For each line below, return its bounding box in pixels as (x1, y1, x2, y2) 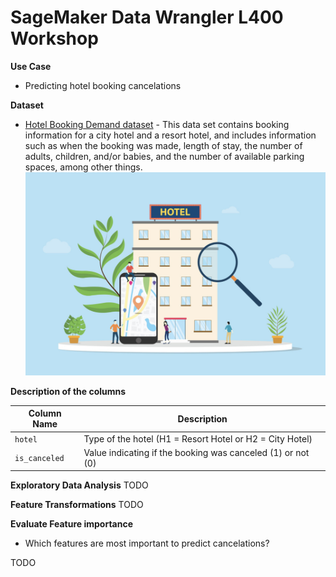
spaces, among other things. (24, 161, 143, 173)
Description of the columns (10, 385, 127, 397)
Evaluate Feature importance (10, 518, 134, 530)
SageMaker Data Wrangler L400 (10, 6, 284, 29)
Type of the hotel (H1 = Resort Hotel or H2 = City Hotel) (83, 432, 313, 445)
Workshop (10, 27, 99, 50)
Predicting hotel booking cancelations (24, 79, 182, 91)
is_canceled (14, 454, 65, 464)
